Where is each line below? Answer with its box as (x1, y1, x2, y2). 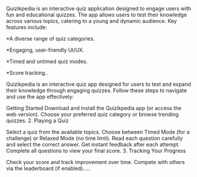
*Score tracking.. (6, 69, 48, 76)
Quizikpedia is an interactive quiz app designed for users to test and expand (6, 81, 192, 88)
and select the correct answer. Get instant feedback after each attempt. (6, 141, 180, 148)
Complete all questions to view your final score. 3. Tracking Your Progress (6, 147, 186, 154)
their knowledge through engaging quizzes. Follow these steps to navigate (6, 87, 187, 93)
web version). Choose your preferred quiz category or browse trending (6, 111, 179, 118)
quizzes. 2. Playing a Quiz (6, 117, 69, 124)
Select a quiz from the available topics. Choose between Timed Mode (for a (6, 129, 190, 135)
